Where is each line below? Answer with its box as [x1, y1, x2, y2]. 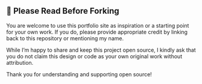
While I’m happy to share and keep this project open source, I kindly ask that [6, 46, 196, 53]
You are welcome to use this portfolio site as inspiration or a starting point [6, 22, 189, 29]
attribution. [6, 59, 34, 66]
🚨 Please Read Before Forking [6, 6, 119, 16]
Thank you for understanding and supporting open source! [6, 70, 152, 78]
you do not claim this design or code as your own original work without [6, 52, 183, 60]
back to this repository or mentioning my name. [6, 34, 124, 42]
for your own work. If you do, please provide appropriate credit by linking [6, 28, 188, 35]
